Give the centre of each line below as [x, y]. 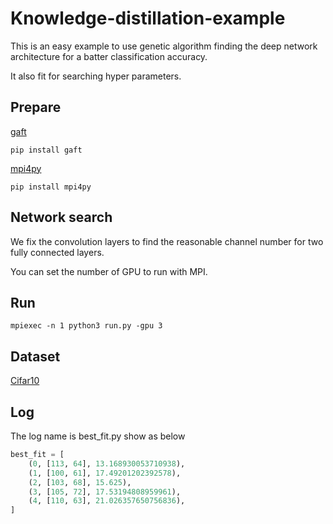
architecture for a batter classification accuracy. [109, 56]
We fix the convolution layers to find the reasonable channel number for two [167, 241]
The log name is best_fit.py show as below [98, 436]
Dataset [35, 356]
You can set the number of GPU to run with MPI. [109, 271]
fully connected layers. [57, 252]
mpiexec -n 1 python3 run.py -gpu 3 [86, 326]
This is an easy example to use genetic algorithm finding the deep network [164, 46]
